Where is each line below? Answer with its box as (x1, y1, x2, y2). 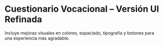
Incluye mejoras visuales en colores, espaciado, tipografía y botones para (4, 30, 155, 36)
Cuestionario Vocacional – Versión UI (4, 3, 160, 15)
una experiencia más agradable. (4, 35, 70, 41)
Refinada (4, 14, 42, 25)
